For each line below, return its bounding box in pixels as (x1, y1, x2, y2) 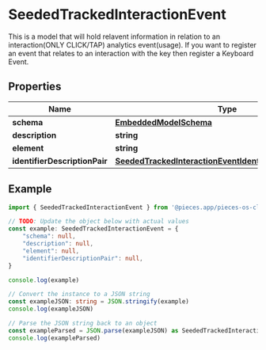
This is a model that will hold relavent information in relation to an (8, 32, 220, 41)
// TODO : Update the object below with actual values (8, 218, 190, 226)
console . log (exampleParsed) (8, 334, 101, 342)
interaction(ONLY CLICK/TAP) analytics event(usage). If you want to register (8, 40, 257, 49)
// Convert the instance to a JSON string (8, 291, 150, 299)
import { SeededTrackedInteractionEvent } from (8, 204, 169, 211)
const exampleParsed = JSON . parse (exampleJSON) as (8, 326, 179, 334)
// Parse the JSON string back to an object (8, 319, 158, 328)
